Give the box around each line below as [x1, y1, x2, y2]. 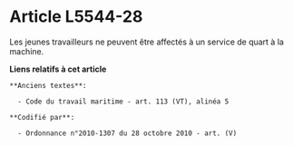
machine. [9, 45, 44, 56]
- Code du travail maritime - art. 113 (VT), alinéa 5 [17, 97, 230, 106]
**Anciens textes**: [9, 81, 88, 90]
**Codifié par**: [9, 112, 75, 122]
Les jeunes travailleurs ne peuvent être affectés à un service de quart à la [9, 36, 284, 47]
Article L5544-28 [9, 6, 143, 27]
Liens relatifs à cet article [9, 63, 107, 74]
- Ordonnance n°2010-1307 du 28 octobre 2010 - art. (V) [17, 129, 238, 138]
